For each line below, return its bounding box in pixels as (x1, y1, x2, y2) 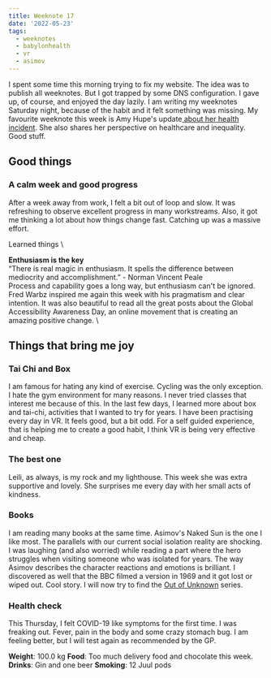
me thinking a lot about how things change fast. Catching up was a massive (8, 214, 261, 224)
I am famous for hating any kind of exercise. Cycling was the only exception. (8, 382, 264, 391)
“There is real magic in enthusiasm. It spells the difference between (8, 263, 234, 273)
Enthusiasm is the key (8, 255, 84, 265)
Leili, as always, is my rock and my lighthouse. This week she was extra (8, 472, 247, 482)
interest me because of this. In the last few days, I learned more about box (8, 399, 257, 408)
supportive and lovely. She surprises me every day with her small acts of (8, 481, 252, 490)
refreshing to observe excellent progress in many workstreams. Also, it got (8, 206, 258, 216)
